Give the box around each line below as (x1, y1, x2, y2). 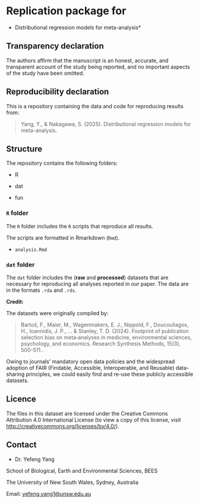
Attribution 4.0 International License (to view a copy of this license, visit (6, 416, 181, 423)
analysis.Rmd (14, 247, 48, 253)
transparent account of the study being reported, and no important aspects (6, 63, 190, 70)
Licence (6, 394, 37, 404)
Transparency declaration (6, 41, 104, 51)
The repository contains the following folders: (6, 159, 118, 167)
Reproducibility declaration (6, 87, 109, 97)
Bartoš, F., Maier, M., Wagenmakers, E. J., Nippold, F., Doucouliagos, (20, 321, 189, 328)
